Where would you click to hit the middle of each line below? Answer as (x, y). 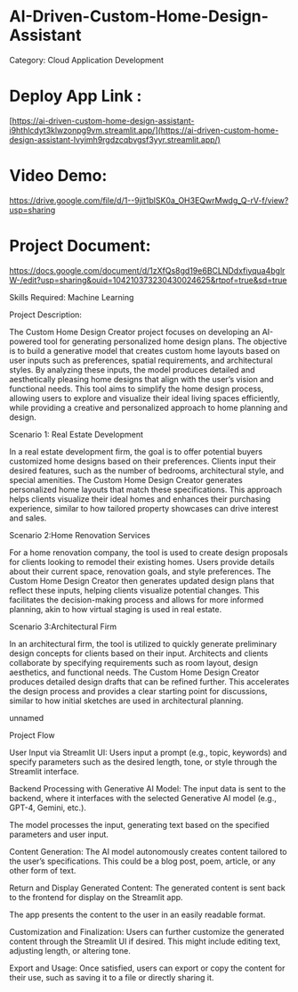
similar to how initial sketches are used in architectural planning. (126, 701)
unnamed (27, 717)
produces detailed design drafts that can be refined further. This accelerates (149, 681)
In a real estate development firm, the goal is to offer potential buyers (136, 451)
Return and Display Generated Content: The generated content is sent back (148, 888)
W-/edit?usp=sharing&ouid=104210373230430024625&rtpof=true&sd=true (148, 280)
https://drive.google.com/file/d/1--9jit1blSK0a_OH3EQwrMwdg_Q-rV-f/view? (149, 200)
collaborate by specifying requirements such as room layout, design (133, 662)
